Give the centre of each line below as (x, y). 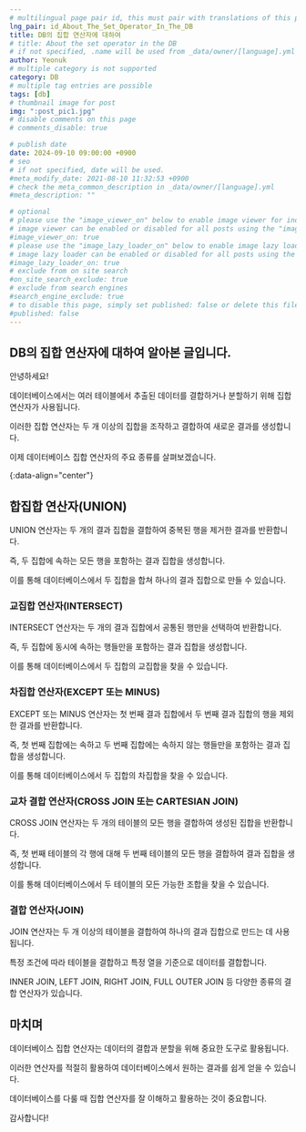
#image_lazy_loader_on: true (65, 262)
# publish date (38, 145)
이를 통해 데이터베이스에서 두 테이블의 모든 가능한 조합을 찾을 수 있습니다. (139, 884)
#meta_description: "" (52, 196)
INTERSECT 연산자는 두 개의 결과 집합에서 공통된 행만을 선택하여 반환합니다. (146, 628)
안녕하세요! (29, 376)
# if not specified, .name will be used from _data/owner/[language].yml (153, 52)
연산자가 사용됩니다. (45, 407)
